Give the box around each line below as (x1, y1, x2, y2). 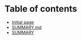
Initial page (11, 19, 34, 25)
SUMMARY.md (11, 24, 42, 30)
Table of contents (4, 3, 78, 14)
